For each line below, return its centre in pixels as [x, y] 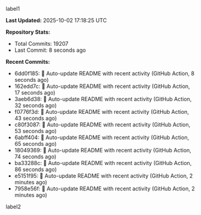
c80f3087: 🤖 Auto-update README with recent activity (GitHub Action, [102, 125]
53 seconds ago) [35, 131]
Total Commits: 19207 [41, 44]
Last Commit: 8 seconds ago [50, 50]
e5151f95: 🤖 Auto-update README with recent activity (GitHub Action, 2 [104, 176]
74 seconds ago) [35, 157]
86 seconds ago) [35, 169]
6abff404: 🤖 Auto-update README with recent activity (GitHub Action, [102, 137]
